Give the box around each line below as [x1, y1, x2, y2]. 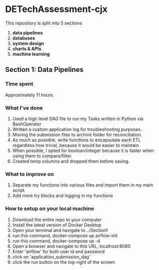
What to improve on [5, 170, 54, 177]
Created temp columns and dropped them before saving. [12, 158, 130, 164]
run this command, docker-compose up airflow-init [12, 232, 118, 238]
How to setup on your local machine [5, 205, 94, 212]
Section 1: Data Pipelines [5, 65, 84, 74]
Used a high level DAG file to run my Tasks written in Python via [12, 115, 143, 121]
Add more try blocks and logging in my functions [12, 192, 113, 198]
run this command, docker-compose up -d [12, 237, 100, 243]
